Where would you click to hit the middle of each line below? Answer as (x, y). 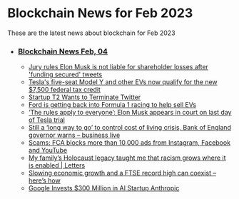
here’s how (44, 180)
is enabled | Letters (57, 165)
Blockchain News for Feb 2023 (100, 13)
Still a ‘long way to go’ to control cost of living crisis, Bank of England (130, 128)
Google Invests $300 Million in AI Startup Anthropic (104, 188)
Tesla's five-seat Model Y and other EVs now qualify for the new (123, 82)
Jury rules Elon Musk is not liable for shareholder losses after (118, 67)
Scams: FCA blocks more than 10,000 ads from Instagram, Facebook (129, 143)
